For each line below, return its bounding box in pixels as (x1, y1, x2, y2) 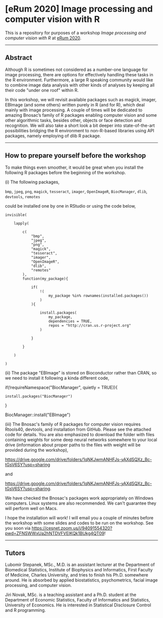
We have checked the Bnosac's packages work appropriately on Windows (5, 495, 154, 501)
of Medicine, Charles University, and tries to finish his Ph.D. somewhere (5, 572, 148, 578)
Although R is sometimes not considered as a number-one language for (5, 67, 148, 72)
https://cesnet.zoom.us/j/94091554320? (31, 525, 113, 531)
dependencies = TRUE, (48, 318, 92, 324)
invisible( (5, 212, 27, 217)
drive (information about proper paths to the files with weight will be (5, 441, 141, 448)
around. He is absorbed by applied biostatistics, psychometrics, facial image (5, 577, 158, 583)
